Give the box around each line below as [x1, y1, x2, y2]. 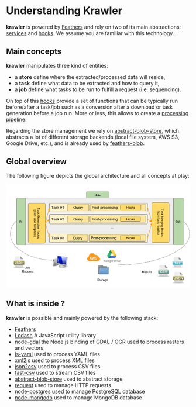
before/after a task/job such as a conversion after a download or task [6, 104, 173, 111]
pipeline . [6, 116, 27, 123]
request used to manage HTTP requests [14, 381, 111, 388]
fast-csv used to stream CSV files [14, 369, 96, 376]
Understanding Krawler [6, 4, 123, 18]
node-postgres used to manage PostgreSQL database [14, 388, 145, 395]
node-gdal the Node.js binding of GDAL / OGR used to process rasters [14, 338, 184, 345]
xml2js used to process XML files [14, 357, 95, 364]
